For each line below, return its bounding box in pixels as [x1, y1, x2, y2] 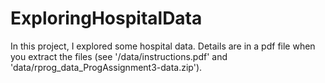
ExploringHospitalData [10, 7, 203, 30]
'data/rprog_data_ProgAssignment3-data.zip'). [10, 61, 203, 73]
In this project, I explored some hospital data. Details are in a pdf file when [10, 40, 316, 52]
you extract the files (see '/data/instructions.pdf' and [10, 50, 228, 62]
